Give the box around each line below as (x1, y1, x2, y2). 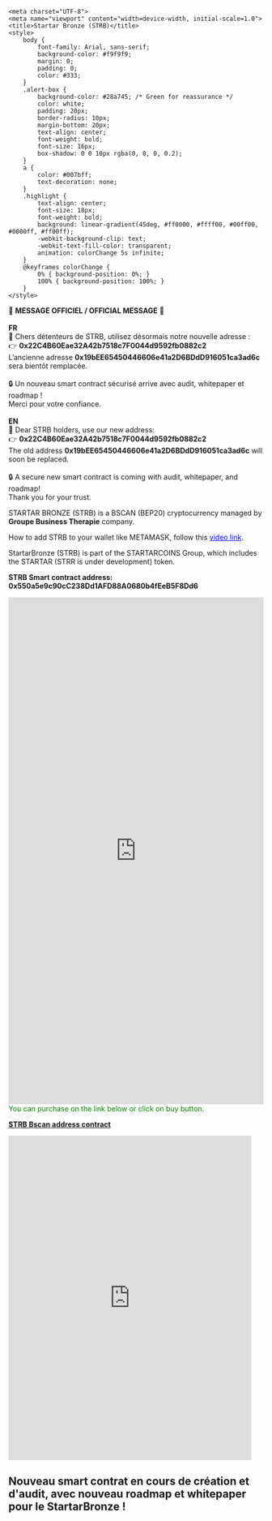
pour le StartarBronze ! (8, 1500, 126, 1514)
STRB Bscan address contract (8, 1119, 111, 1129)
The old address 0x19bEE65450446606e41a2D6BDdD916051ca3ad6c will (8, 446, 263, 455)
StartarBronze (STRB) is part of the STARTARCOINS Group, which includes (8, 548, 257, 557)
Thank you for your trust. (8, 492, 91, 502)
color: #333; (37, 71, 82, 79)
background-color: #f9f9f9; (37, 50, 132, 58)
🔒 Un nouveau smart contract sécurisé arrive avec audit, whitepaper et (8, 379, 244, 389)
